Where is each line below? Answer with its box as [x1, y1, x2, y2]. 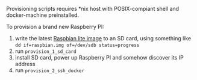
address [14, 60, 36, 67]
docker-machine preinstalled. [6, 11, 80, 19]
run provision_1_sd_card [14, 48, 77, 55]
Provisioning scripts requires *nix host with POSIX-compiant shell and [6, 5, 180, 12]
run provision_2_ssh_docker [14, 67, 85, 74]
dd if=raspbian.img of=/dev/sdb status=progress [14, 42, 140, 48]
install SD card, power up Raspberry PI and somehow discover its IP [14, 54, 184, 61]
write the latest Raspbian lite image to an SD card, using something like [14, 35, 192, 42]
